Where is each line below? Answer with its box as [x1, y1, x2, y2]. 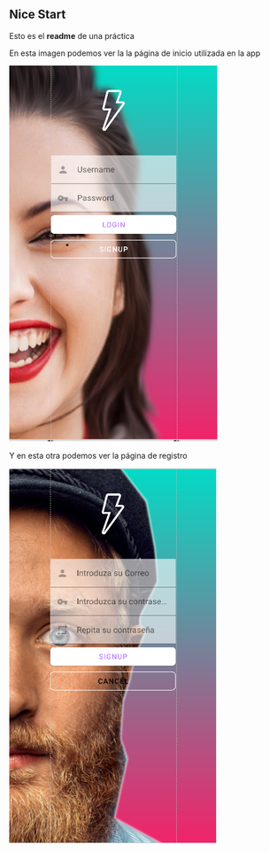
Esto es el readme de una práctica [9, 30, 135, 41]
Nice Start [9, 7, 66, 22]
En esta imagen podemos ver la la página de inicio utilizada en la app [9, 48, 261, 58]
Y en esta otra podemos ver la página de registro [9, 450, 188, 461]
